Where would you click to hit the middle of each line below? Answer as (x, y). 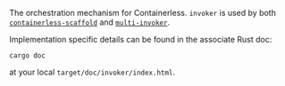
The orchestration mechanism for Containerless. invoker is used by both (143, 13)
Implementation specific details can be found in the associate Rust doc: (141, 39)
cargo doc (28, 56)
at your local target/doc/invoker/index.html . (92, 72)
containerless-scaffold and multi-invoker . (90, 22)
